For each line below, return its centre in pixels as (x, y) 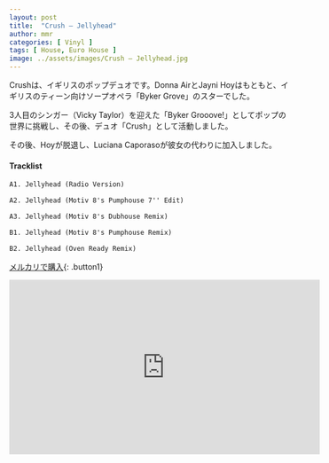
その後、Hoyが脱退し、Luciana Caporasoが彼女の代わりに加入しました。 (143, 145)
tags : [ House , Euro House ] (63, 51)
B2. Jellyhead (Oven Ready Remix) (73, 248)
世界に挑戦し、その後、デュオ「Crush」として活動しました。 (121, 126)
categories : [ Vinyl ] (51, 42)
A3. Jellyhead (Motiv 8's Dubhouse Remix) (89, 216)
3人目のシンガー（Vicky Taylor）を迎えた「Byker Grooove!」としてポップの (148, 115)
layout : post (33, 17)
